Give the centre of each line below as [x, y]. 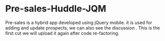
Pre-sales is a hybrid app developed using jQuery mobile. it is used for [79, 22]
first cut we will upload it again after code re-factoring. [62, 33]
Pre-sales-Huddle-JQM [56, 9]
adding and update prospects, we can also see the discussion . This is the [82, 27]
